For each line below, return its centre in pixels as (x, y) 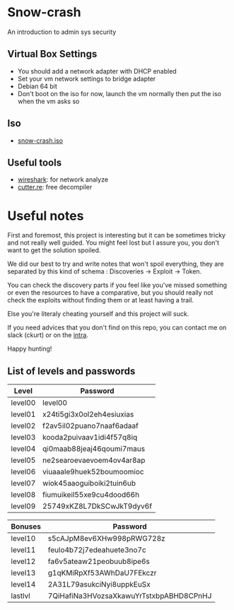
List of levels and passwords (71, 371)
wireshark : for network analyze (63, 180)
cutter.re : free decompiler (55, 187)
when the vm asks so (48, 101)
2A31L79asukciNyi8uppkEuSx (99, 585)
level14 (23, 585)
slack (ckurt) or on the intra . (48, 335)
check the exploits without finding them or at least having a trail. (101, 300)
